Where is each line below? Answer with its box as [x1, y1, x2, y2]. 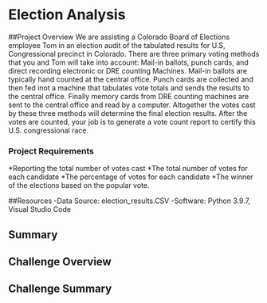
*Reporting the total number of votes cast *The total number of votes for [8, 164, 249, 173]
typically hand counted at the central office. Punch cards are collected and [8, 74, 253, 84]
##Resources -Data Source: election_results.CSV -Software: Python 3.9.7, [8, 196, 251, 205]
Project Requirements [8, 146, 94, 157]
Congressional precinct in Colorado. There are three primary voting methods [8, 49, 260, 58]
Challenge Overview [8, 255, 112, 269]
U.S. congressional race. [8, 126, 89, 135]
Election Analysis [8, 6, 126, 24]
